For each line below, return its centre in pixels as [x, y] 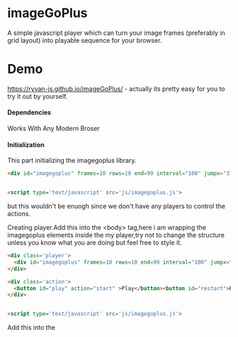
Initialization [26, 144]
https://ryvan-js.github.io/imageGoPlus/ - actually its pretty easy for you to [116, 89]
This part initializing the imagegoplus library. [72, 161]
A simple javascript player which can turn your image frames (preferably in [116, 33]
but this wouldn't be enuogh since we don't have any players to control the [116, 206]
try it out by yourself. [38, 96]
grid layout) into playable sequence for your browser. [85, 40]
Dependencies [29, 112]
